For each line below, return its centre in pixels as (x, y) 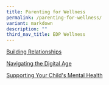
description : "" (27, 29)
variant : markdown (30, 23)
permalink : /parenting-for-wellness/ (54, 18)
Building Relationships (34, 52)
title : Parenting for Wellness (46, 12)
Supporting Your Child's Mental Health (54, 75)
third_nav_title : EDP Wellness (46, 35)
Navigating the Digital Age (39, 64)
